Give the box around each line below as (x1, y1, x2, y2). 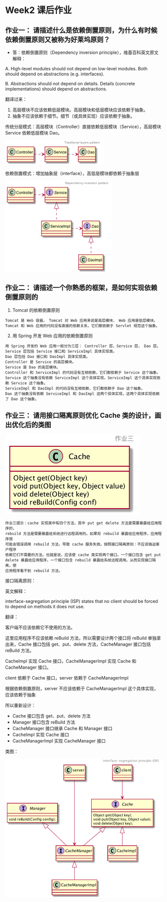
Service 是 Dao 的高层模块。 (5, 364, 61, 369)
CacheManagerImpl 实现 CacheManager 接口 (12, 737, 106, 743)
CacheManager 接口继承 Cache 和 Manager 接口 (12, 725, 113, 731)
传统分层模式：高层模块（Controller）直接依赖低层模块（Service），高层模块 (5, 124, 162, 130)
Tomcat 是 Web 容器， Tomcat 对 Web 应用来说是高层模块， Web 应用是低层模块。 (5, 318, 158, 323)
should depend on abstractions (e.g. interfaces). (5, 71, 105, 77)
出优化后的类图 (5, 421, 51, 429)
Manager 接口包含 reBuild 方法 (12, 719, 76, 725)
